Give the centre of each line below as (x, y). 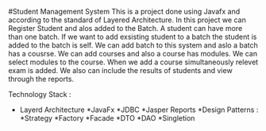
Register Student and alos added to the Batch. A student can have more (125, 28)
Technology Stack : (40, 94)
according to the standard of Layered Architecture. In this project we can (127, 20)
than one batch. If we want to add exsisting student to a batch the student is (133, 37)
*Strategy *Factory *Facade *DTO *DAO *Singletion (107, 118)
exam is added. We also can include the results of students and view (120, 70)
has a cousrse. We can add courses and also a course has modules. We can (133, 54)
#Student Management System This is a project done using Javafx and (124, 12)
